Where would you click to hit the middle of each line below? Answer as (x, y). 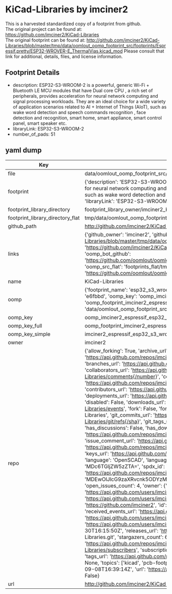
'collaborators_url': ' (108, 370)
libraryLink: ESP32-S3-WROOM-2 (48, 128)
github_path (22, 226)
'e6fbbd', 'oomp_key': (111, 296)
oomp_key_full (25, 326)
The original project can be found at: (44, 29)
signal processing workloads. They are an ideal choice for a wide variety (89, 101)
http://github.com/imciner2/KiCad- (123, 40)
